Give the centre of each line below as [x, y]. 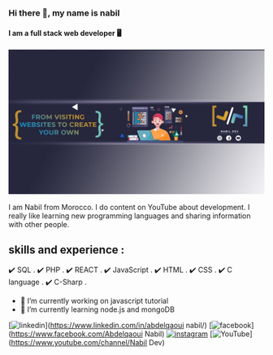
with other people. [39, 224]
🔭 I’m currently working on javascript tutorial [94, 301]
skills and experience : [67, 250]
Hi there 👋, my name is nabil [64, 13]
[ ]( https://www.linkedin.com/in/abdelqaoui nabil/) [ [110, 326]
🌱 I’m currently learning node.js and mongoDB [97, 309]
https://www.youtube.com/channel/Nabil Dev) [88, 343]
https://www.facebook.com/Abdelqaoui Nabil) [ [112, 334]
